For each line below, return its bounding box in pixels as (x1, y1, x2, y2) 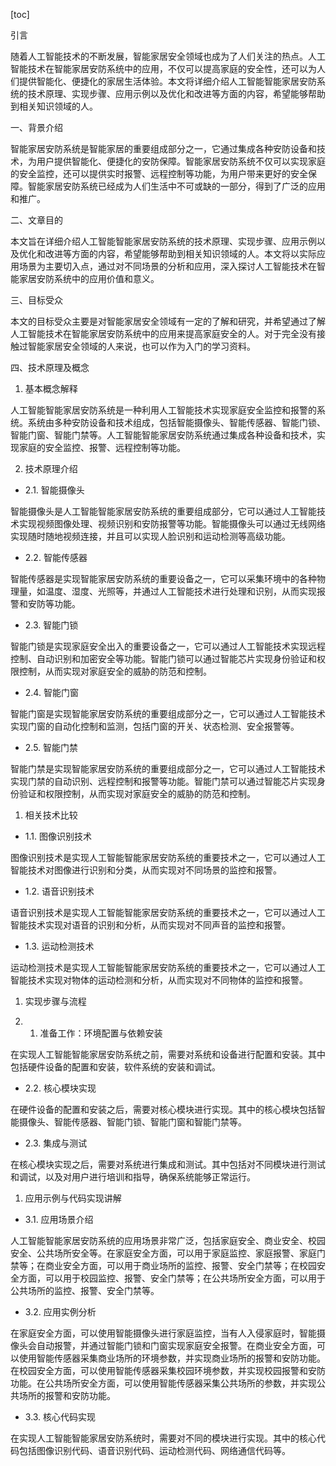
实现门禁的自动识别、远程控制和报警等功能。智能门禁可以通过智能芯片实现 (10, 775, 317, 787)
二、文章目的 (10, 214, 63, 226)
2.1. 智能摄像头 (24, 484, 85, 496)
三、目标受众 (10, 294, 63, 306)
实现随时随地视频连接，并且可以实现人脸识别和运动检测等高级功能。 (10, 530, 291, 542)
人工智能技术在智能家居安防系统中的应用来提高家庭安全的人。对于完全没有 (10, 328, 317, 339)
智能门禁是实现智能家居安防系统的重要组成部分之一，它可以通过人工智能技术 (10, 763, 326, 774)
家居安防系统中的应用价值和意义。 (18, 273, 160, 284)
